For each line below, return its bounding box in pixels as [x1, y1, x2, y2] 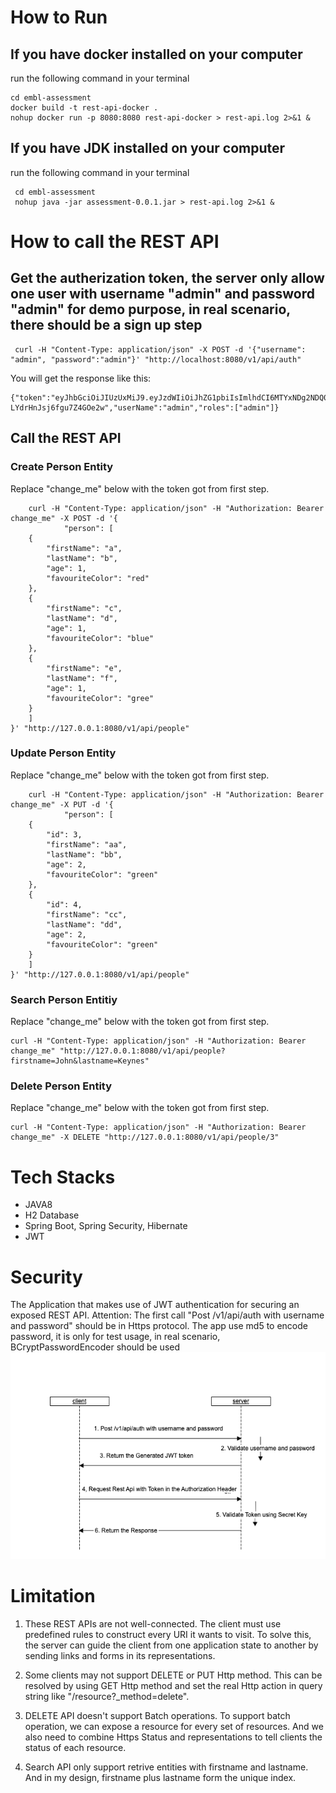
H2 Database [24, 1209, 80, 1221]
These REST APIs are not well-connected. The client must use [24, 1617, 282, 1630]
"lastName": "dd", [46, 919, 123, 930]
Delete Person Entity [10, 1079, 113, 1093]
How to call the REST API [10, 231, 220, 253]
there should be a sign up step [10, 317, 203, 334]
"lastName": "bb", [46, 849, 123, 860]
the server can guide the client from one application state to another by [24, 1639, 319, 1651]
